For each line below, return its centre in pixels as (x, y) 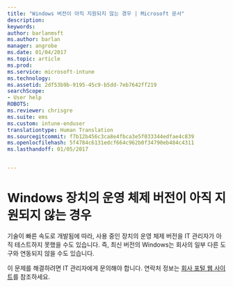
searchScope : (26, 91)
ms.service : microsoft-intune (51, 72)
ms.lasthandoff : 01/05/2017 (48, 149)
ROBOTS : (18, 104)
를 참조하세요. (32, 277)
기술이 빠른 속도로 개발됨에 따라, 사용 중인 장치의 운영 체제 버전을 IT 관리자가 (111, 236)
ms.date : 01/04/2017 (37, 53)
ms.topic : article (34, 59)
